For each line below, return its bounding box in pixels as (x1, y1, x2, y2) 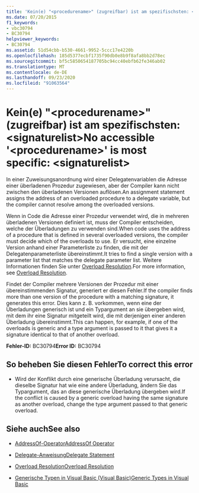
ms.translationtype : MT (6, 63, 65, 70)
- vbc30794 (6, 25, 33, 31)
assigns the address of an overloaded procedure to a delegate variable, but (6, 194, 190, 201)
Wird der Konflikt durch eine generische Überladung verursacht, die (14, 375, 181, 382)
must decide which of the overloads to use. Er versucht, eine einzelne (6, 238, 176, 245)
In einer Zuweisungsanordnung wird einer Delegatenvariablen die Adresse (6, 175, 188, 183)
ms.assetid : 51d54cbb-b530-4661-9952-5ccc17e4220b (6, 47, 134, 53)
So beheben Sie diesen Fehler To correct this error (6, 360, 193, 370)
